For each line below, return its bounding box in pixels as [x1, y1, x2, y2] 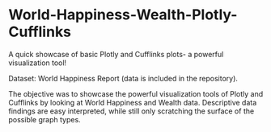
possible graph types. [8, 114, 81, 124]
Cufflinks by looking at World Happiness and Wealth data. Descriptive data [8, 97, 257, 107]
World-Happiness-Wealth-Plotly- [8, 6, 238, 24]
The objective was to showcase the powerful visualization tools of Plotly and [8, 89, 264, 98]
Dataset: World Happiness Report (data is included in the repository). [8, 73, 239, 83]
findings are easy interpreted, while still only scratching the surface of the [8, 106, 255, 116]
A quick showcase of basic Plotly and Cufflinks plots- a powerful [8, 49, 224, 59]
